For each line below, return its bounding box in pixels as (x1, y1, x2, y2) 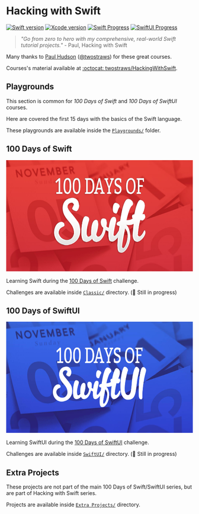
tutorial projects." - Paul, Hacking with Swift (20, 41, 127, 49)
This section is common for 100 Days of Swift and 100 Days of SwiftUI (6, 97, 177, 104)
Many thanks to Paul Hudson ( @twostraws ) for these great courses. (6, 53, 172, 60)
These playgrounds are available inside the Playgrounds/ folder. (6, 126, 161, 134)
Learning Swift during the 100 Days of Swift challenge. (6, 277, 139, 284)
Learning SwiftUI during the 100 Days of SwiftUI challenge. (6, 439, 149, 446)
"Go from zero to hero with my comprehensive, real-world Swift (20, 35, 176, 42)
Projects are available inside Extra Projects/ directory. (6, 501, 140, 508)
